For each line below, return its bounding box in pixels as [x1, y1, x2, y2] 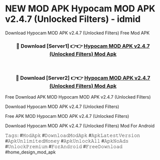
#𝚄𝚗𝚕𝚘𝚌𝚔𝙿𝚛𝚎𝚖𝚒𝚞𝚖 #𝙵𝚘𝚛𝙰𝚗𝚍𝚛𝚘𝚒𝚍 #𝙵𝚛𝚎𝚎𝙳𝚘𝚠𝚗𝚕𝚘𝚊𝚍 [5, 143, 122, 149]
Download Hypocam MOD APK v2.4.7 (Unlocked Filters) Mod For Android [5, 122, 155, 129]
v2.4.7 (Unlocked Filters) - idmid [5, 13, 141, 25]
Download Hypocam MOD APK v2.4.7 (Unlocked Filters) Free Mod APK [5, 30, 150, 36]
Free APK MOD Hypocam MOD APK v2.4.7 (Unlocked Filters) [5, 113, 129, 119]
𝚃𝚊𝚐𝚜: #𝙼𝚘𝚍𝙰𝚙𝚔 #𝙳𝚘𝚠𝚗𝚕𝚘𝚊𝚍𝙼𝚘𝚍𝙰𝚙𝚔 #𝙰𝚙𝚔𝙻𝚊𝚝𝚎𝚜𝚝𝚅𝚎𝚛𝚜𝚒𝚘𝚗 [5, 132, 141, 138]
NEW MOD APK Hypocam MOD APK [5, 3, 156, 14]
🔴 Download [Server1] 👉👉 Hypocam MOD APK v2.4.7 [16, 43, 150, 50]
